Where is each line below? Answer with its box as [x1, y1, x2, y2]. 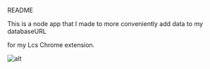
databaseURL [7, 27, 47, 35]
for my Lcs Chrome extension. [7, 41, 95, 49]
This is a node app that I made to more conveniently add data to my [7, 20, 203, 27]
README [7, 6, 34, 14]
